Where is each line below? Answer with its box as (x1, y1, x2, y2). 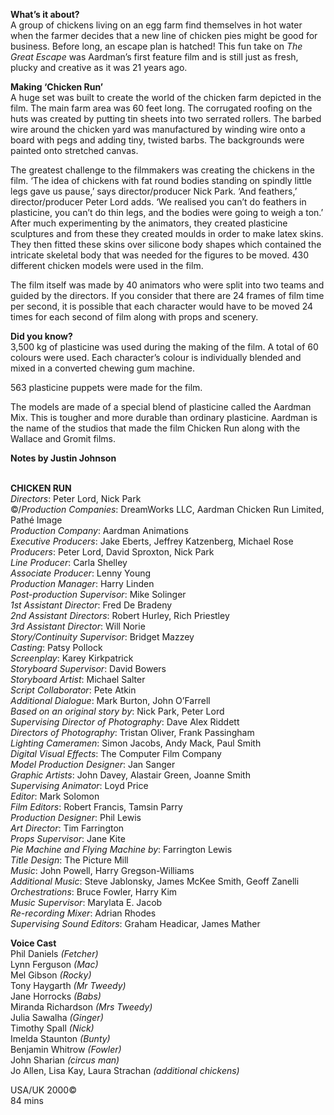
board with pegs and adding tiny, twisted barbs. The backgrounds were (10, 134, 305, 146)
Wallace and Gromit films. (10, 433, 117, 444)
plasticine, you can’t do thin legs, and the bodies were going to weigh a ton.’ (10, 207, 324, 218)
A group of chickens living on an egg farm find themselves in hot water (10, 19, 303, 31)
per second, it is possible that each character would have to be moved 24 (10, 300, 314, 312)
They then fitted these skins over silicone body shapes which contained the (10, 239, 322, 250)
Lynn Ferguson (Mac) (10, 959, 99, 970)
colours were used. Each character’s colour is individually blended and (10, 352, 302, 363)
